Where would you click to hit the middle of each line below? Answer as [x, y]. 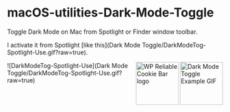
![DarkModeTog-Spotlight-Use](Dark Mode [68, 65]
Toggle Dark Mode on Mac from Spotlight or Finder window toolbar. [102, 32]
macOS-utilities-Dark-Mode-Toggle [111, 13]
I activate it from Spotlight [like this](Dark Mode [74, 45]
